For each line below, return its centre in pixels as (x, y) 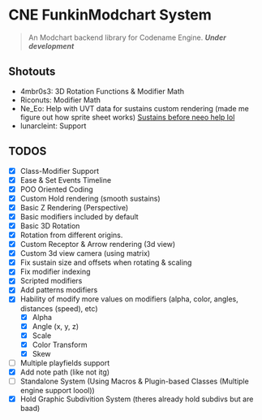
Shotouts (32, 72)
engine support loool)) (57, 390)
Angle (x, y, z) (56, 326)
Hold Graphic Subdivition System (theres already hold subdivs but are (137, 399)
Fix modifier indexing (55, 272)
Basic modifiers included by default (79, 216)
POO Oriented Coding (56, 189)
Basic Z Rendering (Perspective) (74, 207)
